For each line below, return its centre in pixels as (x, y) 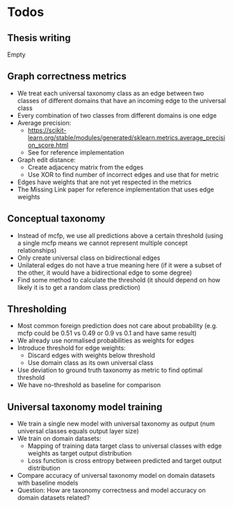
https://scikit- (47, 130)
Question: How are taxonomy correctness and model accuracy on (112, 490)
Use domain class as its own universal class (90, 363)
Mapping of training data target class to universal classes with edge (125, 446)
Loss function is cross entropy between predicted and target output (124, 461)
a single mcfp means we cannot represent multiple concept (102, 243)
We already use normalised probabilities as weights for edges (106, 341)
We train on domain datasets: (59, 439)
